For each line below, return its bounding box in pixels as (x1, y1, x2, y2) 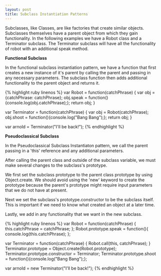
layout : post (5, 7, 32, 12)
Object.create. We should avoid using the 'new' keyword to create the (5, 177, 145, 183)
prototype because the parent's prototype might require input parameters (5, 182, 153, 188)
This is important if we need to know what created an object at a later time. (5, 202, 155, 207)
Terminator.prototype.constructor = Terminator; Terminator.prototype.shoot (5, 251, 157, 257)
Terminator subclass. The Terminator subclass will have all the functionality (5, 40, 156, 46)
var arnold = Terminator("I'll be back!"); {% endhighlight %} (5, 123, 125, 129)
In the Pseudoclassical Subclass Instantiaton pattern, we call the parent (5, 142, 148, 148)
